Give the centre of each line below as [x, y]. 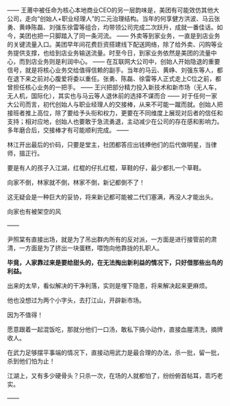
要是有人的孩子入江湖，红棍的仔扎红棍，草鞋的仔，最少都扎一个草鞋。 [106, 168]
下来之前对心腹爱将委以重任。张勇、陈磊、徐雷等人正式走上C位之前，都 [120, 79]
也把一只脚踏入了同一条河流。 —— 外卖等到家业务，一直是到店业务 [125, 36]
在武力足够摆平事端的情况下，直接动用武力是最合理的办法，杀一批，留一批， [115, 353]
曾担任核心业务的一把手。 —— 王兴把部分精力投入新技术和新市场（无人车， [114, 87]
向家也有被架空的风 [34, 212]
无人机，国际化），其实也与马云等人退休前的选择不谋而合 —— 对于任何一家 [112, 96]
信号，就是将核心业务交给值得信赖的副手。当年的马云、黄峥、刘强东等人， [112, 70]
